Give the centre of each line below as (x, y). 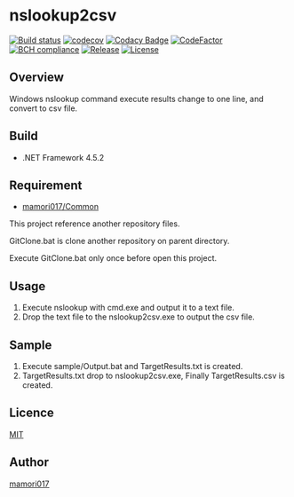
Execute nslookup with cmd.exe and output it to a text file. (128, 308)
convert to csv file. (44, 108)
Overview (37, 78)
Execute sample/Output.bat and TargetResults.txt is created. (132, 366)
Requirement (46, 185)
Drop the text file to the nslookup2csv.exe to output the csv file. (138, 317)
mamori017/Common (60, 207)
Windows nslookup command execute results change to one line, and (136, 99)
